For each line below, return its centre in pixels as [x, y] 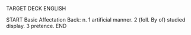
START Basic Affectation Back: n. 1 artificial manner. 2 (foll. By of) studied [96, 20]
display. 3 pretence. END [36, 26]
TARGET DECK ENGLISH [36, 8]
